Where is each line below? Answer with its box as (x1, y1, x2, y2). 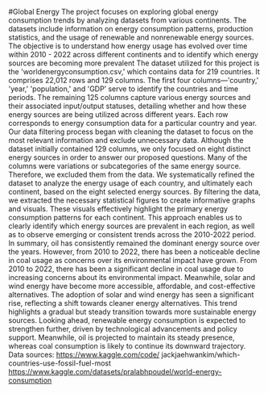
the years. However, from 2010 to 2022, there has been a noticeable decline (8, 247, 261, 257)
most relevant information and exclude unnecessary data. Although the (8, 136, 244, 144)
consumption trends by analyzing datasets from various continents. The (8, 15, 247, 25)
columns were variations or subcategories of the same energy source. (8, 161, 241, 170)
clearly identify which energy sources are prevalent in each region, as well (8, 221, 255, 231)
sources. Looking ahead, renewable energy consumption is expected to (8, 316, 246, 325)
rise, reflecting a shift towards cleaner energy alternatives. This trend (8, 299, 237, 307)
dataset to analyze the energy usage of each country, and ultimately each (8, 178, 253, 188)
